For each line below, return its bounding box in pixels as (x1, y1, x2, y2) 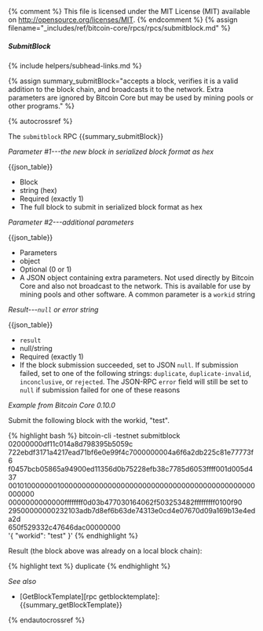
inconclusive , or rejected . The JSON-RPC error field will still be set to (19, 377, 249, 386)
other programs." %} (8, 101, 75, 111)
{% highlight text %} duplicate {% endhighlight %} (8, 561, 171, 571)
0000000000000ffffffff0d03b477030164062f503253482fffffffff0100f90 (8, 498, 243, 507)
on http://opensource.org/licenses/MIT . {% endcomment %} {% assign (8, 15, 238, 24)
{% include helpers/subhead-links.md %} (8, 60, 143, 70)
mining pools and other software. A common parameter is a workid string (19, 290, 256, 299)
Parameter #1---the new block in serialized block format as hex (8, 147, 214, 156)
